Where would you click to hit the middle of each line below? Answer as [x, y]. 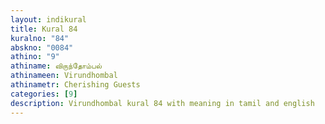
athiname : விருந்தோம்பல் [56, 66]
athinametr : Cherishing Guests [75, 85]
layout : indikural [48, 19]
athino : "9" [35, 57]
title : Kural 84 [44, 29]
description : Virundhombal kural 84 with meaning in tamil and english [162, 103]
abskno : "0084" [42, 47]
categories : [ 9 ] [44, 94]
